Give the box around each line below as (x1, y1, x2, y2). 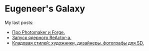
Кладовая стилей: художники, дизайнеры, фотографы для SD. (11, 39, 144, 45)
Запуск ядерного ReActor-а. (11, 34, 72, 40)
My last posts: (4, 19, 33, 25)
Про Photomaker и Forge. (11, 29, 65, 35)
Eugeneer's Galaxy (4, 3, 85, 14)
